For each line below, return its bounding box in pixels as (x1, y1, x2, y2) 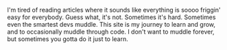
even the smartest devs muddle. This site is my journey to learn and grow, (7, 21, 216, 28)
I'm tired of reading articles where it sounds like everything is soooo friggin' (7, 6, 221, 14)
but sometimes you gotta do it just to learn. (7, 35, 129, 43)
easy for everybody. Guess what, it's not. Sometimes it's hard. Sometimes (7, 13, 216, 21)
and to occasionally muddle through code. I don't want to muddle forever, (7, 27, 215, 36)
